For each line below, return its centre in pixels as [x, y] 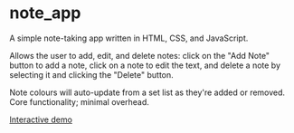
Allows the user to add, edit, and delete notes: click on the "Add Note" [139, 55]
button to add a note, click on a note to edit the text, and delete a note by [145, 65]
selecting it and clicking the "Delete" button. [91, 74]
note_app [45, 13]
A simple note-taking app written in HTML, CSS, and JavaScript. [129, 38]
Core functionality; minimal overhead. [79, 101]
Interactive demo [41, 119]
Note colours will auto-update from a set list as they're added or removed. [147, 92]
